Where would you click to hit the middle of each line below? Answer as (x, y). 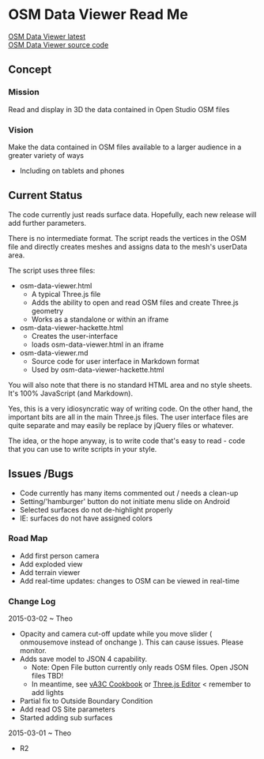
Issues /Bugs (41, 474)
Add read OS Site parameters (68, 709)
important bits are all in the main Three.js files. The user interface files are (128, 417)
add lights (48, 693)
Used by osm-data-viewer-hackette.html (98, 370)
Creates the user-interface (75, 336)
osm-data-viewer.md (54, 352)
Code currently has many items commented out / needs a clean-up (129, 493)
